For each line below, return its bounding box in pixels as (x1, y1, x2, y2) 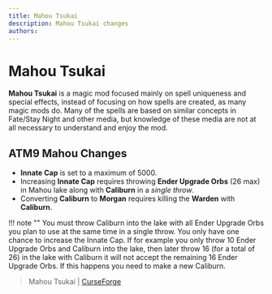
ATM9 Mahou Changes (8, 147, 127, 160)
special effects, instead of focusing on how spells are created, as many (8, 97, 247, 107)
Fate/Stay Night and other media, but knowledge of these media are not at (8, 114, 257, 124)
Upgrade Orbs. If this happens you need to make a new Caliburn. (8, 261, 226, 271)
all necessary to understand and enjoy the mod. (8, 123, 168, 133)
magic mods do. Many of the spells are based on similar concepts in (8, 106, 237, 116)
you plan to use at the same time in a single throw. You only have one (8, 227, 240, 236)
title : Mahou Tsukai (8, 11, 79, 20)
